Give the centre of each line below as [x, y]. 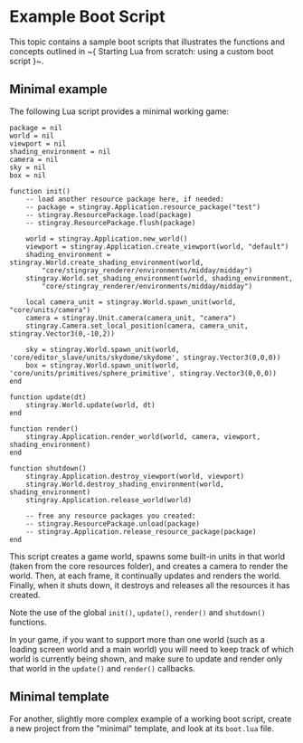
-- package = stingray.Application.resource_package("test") [143, 207]
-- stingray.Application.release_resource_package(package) [141, 531]
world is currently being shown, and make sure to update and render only [146, 659]
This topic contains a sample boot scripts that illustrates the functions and [147, 42]
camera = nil [34, 159]
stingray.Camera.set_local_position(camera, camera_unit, [137, 326]
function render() [44, 429]
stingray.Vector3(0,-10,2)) [62, 333]
